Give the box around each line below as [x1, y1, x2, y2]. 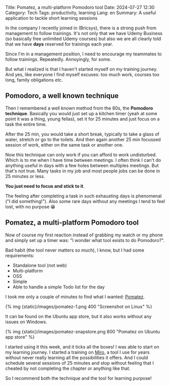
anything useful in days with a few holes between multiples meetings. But [5, 162, 159, 168]
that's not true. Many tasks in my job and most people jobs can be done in [5, 167, 160, 174]
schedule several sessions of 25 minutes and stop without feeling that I [5, 360, 154, 366]
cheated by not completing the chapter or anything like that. [5, 365, 131, 371]
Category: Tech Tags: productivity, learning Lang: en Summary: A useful [5, 10, 156, 16]
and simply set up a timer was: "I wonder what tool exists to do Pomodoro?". [5, 237, 165, 243]
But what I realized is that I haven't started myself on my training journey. [5, 66, 158, 72]
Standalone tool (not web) [12, 262, 67, 268]
